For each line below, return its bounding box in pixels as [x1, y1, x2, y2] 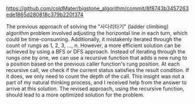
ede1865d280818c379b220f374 [6, 11, 84, 18]
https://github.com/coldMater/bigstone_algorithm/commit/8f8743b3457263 [6, 5, 189, 12]
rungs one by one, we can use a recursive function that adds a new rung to [6, 55, 187, 61]
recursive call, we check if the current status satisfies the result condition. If [6, 67, 189, 73]
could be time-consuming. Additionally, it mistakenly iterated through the [6, 36, 182, 42]
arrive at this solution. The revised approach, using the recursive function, [6, 85, 184, 92]
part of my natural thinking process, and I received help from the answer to [6, 79, 187, 86]
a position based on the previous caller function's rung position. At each [6, 60, 180, 67]
